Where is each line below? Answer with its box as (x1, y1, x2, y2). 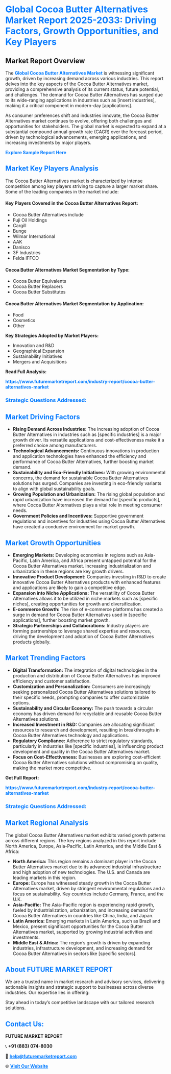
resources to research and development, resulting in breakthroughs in (12, 726, 160, 733)
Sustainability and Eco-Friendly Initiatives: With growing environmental (12, 470, 166, 476)
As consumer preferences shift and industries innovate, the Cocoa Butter (5, 112, 159, 118)
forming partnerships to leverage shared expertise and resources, (12, 628, 152, 634)
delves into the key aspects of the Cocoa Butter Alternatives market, (5, 81, 149, 87)
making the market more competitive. (12, 765, 92, 771)
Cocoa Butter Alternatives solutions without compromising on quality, (12, 759, 159, 765)
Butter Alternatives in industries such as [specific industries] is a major (12, 431, 162, 437)
